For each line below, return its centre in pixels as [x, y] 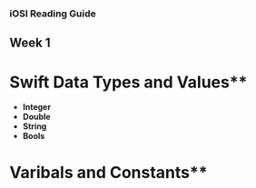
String [34, 126]
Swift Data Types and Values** [128, 82]
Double [37, 117]
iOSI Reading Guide [53, 14]
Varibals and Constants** [108, 173]
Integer [37, 107]
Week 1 [30, 43]
